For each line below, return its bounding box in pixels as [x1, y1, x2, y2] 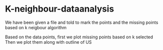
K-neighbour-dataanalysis [5, 3, 114, 15]
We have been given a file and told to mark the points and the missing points [5, 19, 159, 25]
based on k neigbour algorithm [5, 24, 67, 30]
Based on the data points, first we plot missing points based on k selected [5, 34, 153, 40]
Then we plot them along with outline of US [5, 39, 92, 45]
